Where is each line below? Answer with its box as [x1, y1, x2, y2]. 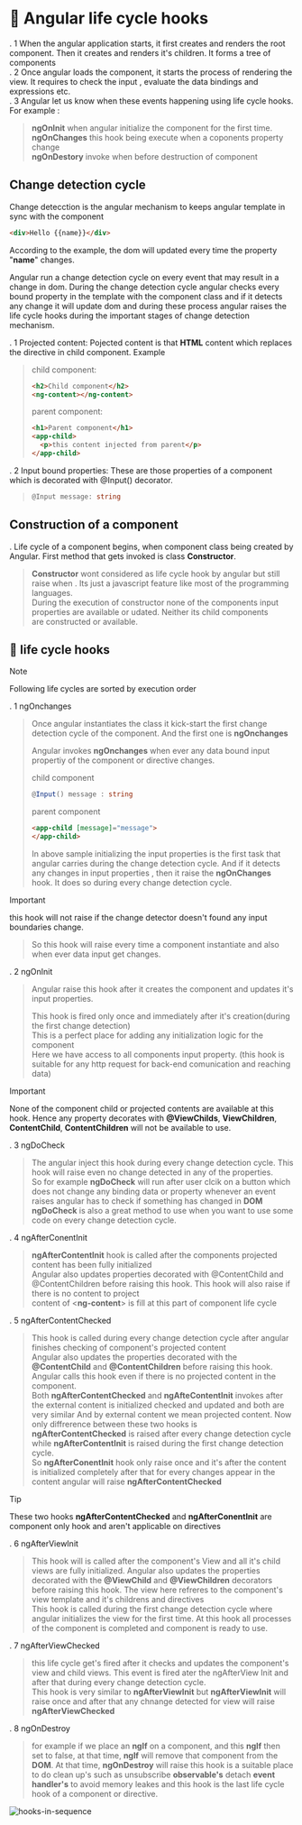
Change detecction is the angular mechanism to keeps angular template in [9, 201, 286, 212]
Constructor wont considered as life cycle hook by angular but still [31, 568, 280, 579]
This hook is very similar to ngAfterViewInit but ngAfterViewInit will [31, 1686, 287, 1697]
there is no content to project [31, 1289, 140, 1298]
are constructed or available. [31, 616, 138, 627]
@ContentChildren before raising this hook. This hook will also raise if [31, 1279, 291, 1289]
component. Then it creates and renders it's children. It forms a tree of [9, 47, 271, 58]
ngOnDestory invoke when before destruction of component [31, 151, 259, 161]
